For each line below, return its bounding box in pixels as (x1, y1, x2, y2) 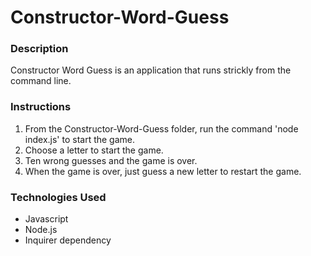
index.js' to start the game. (24, 133, 136, 145)
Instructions (10, 100, 72, 114)
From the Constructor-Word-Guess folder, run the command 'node (24, 122, 299, 135)
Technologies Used (10, 190, 107, 204)
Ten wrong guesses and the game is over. (24, 154, 198, 166)
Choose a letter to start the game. (24, 144, 164, 156)
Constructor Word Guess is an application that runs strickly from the (10, 64, 292, 76)
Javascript (24, 213, 69, 225)
